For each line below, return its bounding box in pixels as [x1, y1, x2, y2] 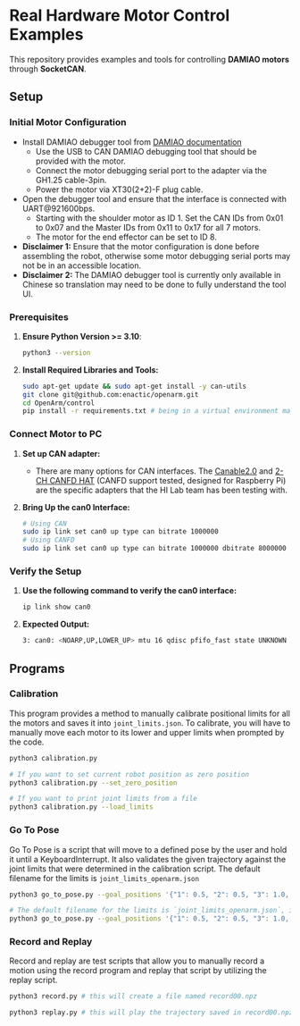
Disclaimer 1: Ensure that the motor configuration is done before [21, 240, 260, 251]
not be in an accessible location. [21, 260, 142, 271]
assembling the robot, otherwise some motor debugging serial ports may [21, 250, 291, 261]
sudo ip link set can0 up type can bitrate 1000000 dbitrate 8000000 [21, 544, 287, 553]
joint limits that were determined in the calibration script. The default [9, 863, 261, 874]
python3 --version [21, 348, 91, 357]
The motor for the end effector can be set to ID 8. [35, 231, 217, 242]
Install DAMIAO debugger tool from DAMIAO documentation [21, 136, 243, 147]
